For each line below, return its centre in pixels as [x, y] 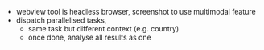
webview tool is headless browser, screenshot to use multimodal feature [136, 12]
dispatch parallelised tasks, [61, 20]
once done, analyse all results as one [89, 37]
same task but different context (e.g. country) [103, 29]
